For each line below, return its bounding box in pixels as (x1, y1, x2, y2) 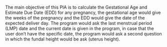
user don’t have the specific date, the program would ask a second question (5, 31, 162, 36)
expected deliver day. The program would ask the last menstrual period (5, 20, 152, 26)
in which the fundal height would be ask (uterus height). (5, 36, 120, 42)
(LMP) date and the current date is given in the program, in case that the (5, 25, 154, 31)
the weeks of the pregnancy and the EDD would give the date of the (5, 15, 145, 20)
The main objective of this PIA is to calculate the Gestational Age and (5, 4, 147, 10)
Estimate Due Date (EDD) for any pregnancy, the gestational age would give (5, 9, 161, 15)
